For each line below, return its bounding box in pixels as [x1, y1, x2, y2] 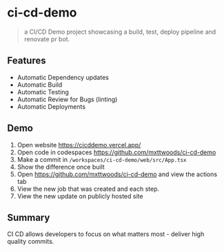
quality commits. [7, 238, 54, 246]
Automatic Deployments [17, 102, 86, 111]
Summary [7, 211, 50, 223]
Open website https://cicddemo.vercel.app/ [17, 140, 141, 149]
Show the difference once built [17, 162, 105, 171]
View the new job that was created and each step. [17, 185, 160, 193]
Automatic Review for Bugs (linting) [17, 95, 118, 103]
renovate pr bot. [23, 34, 70, 43]
